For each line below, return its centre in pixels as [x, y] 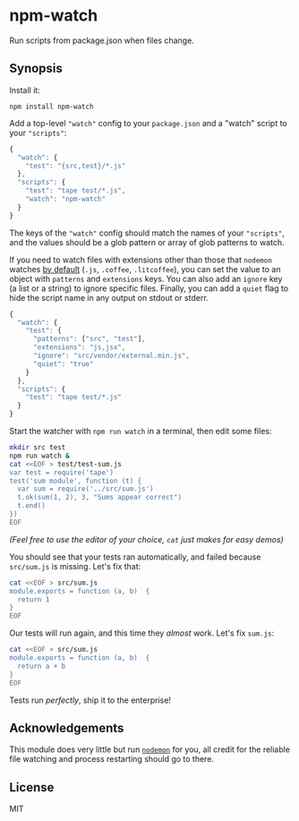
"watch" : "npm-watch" [65, 199]
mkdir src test [38, 448]
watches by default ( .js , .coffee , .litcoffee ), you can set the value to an [145, 269]
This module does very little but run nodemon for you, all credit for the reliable [150, 749]
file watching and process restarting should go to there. [112, 759]
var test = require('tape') [62, 472]
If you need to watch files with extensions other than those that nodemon [141, 260]
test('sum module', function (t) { [76, 481]
